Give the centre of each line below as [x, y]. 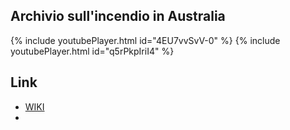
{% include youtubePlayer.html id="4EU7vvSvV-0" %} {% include [145, 40]
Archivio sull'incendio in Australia [118, 16]
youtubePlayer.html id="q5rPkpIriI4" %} [92, 51]
